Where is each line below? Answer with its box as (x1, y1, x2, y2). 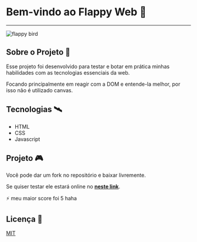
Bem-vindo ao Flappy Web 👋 (6, 5, 147, 19)
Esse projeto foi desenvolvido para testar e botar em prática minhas (6, 63, 170, 70)
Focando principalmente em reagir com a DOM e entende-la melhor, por (6, 80, 181, 88)
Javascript (14, 135, 40, 143)
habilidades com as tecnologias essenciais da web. (6, 69, 130, 76)
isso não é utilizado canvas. (6, 86, 73, 93)
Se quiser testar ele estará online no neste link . (6, 183, 121, 190)
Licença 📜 (6, 214, 43, 224)
